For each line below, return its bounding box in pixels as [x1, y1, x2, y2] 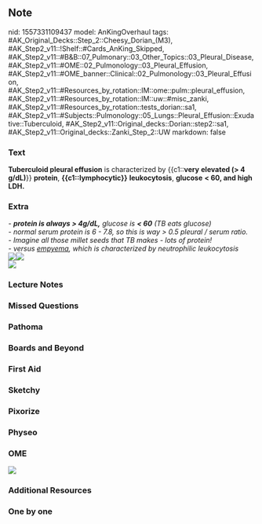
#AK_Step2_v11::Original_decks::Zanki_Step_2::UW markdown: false [8, 127, 226, 137]
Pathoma [8, 321, 43, 332]
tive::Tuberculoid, [8, 119, 64, 128]
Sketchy [8, 384, 41, 395]
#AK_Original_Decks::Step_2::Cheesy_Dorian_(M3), [8, 35, 173, 45]
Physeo [8, 427, 38, 438]
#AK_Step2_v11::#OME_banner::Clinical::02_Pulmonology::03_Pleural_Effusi [8, 68, 253, 78]
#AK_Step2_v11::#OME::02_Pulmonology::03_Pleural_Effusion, [8, 60, 209, 70]
